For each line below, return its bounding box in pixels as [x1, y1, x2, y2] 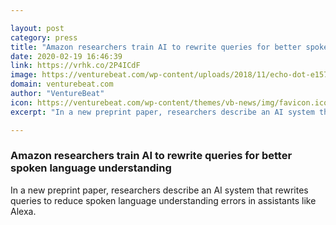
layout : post [10, 23, 65, 33]
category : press [10, 32, 78, 43]
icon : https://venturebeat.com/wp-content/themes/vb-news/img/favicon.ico [10, 97, 329, 108]
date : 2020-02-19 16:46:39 [10, 51, 123, 61]
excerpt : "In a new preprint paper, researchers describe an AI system [10, 107, 315, 117]
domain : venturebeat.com [10, 79, 114, 90]
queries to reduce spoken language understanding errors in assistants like [10, 194, 317, 206]
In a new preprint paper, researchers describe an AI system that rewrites [10, 184, 309, 196]
